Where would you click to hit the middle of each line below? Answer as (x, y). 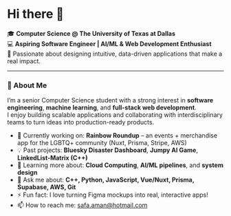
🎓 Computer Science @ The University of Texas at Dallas (91, 33)
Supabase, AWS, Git (46, 187)
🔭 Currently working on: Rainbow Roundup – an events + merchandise (117, 136)
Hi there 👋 (35, 14)
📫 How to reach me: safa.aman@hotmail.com (82, 205)
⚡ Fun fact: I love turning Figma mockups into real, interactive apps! (112, 195)
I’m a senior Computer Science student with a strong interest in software (110, 100)
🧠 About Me (27, 85)
